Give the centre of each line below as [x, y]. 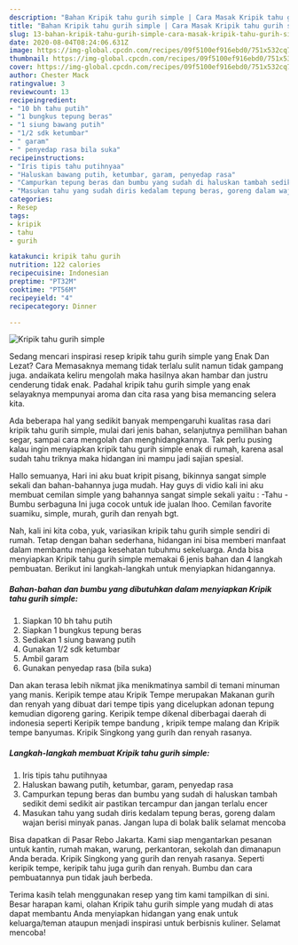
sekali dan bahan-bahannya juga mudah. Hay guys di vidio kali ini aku [137, 485]
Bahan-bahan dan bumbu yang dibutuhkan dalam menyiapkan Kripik [141, 589]
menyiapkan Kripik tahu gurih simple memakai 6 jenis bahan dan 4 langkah [146, 559]
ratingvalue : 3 [37, 84]
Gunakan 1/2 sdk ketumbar [71, 649]
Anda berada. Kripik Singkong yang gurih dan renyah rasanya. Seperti [137, 859]
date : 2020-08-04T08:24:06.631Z [69, 42]
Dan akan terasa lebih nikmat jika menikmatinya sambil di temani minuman [145, 685]
